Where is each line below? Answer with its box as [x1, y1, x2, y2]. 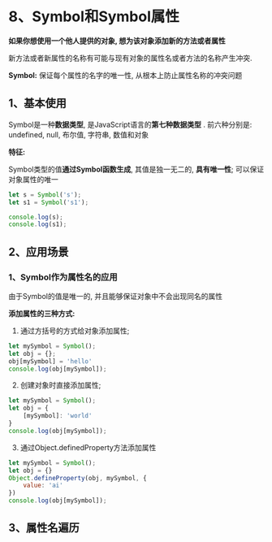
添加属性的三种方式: [8, 308, 76, 318]
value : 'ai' [23, 481, 63, 490]
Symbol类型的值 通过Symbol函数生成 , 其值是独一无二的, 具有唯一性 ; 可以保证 [8, 164, 265, 174]
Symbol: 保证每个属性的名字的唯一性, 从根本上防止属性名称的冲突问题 [8, 70, 243, 80]
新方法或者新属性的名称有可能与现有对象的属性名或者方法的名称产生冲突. [8, 53, 253, 63]
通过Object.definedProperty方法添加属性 [19, 442, 157, 452]
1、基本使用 [8, 97, 67, 111]
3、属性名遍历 [8, 521, 80, 535]
